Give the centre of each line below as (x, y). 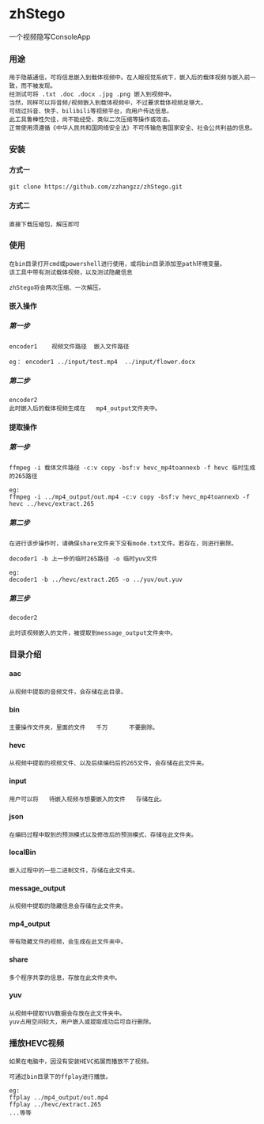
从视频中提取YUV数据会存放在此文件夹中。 (67, 1013)
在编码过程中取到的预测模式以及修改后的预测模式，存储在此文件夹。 (103, 835)
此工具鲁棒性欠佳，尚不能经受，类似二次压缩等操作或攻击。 (91, 120)
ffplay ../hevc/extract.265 (55, 1105)
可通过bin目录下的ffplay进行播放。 (60, 1077)
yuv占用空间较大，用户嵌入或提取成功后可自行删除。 (82, 1022)
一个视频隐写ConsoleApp (50, 36)
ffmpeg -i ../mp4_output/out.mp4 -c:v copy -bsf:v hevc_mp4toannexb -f (129, 497)
